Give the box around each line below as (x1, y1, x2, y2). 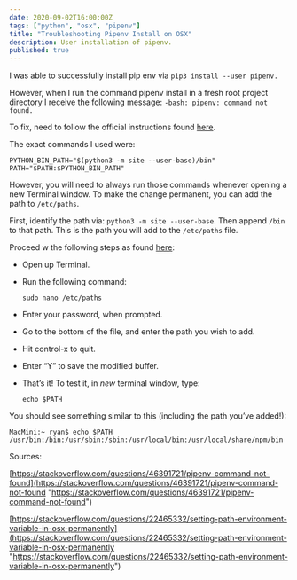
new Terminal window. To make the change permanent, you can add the (9, 189, 273, 200)
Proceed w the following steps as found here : (9, 242, 176, 253)
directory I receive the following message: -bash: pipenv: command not (9, 97, 269, 107)
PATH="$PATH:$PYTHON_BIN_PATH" (9, 164, 125, 173)
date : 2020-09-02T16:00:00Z (9, 12, 113, 22)
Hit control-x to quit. (21, 343, 96, 355)
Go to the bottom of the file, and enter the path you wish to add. (21, 326, 255, 337)
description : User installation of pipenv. (9, 37, 173, 47)
